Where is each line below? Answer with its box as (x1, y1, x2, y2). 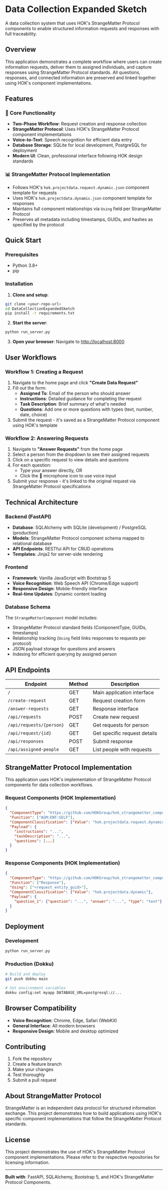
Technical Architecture (5, 498, 78, 506)
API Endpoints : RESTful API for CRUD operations (12, 546, 114, 552)
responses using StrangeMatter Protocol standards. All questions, (5, 69, 141, 75)
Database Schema (5, 603, 51, 610)
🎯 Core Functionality (5, 109, 56, 116)
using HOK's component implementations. (5, 80, 92, 86)
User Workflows (5, 353, 57, 362)
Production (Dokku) (5, 960, 54, 967)
